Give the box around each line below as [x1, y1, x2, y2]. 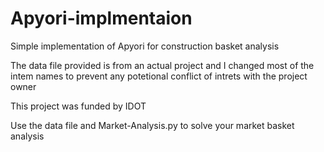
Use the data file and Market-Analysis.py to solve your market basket [10, 119, 295, 131]
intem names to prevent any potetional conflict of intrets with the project [10, 70, 308, 82]
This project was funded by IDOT [10, 100, 147, 112]
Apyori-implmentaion [10, 7, 193, 30]
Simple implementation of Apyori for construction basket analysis [10, 40, 280, 52]
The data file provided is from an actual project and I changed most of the [10, 59, 315, 71]
